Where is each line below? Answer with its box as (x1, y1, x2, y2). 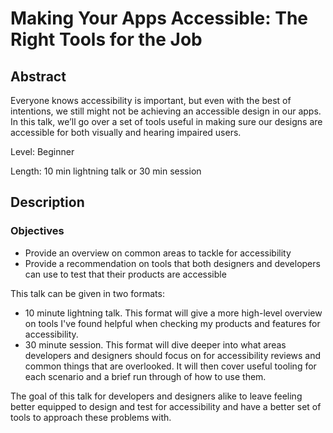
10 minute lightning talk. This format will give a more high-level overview (24, 307, 323, 319)
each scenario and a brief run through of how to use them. (24, 370, 267, 382)
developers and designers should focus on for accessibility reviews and (24, 349, 322, 361)
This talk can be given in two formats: (10, 287, 165, 299)
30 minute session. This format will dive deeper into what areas (24, 338, 287, 351)
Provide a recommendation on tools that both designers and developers (24, 257, 321, 269)
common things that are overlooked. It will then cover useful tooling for (24, 360, 317, 372)
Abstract (10, 68, 67, 85)
